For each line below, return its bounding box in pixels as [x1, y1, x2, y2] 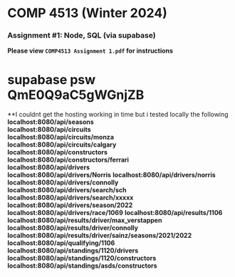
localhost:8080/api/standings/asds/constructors [7, 261, 158, 270]
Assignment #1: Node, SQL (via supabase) [7, 31, 156, 41]
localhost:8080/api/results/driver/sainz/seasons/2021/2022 [7, 231, 192, 240]
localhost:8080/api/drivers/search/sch [7, 186, 127, 194]
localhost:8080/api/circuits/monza [7, 133, 115, 142]
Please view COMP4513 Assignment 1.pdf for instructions [7, 46, 173, 55]
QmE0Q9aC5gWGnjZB [7, 87, 145, 103]
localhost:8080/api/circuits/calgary [7, 140, 117, 149]
